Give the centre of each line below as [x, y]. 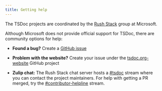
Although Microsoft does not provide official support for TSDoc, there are [80, 33]
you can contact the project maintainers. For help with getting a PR [80, 78]
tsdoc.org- [138, 58]
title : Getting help [26, 10]
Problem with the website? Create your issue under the [69, 58]
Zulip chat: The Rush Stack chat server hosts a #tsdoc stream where [82, 73]
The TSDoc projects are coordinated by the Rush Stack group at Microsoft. [81, 24]
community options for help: [34, 39]
